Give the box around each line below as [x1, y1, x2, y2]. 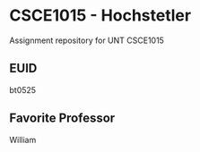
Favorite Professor [9, 111, 116, 126]
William [9, 134, 37, 145]
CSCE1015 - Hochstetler [9, 5, 191, 26]
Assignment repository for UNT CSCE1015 [9, 35, 164, 46]
